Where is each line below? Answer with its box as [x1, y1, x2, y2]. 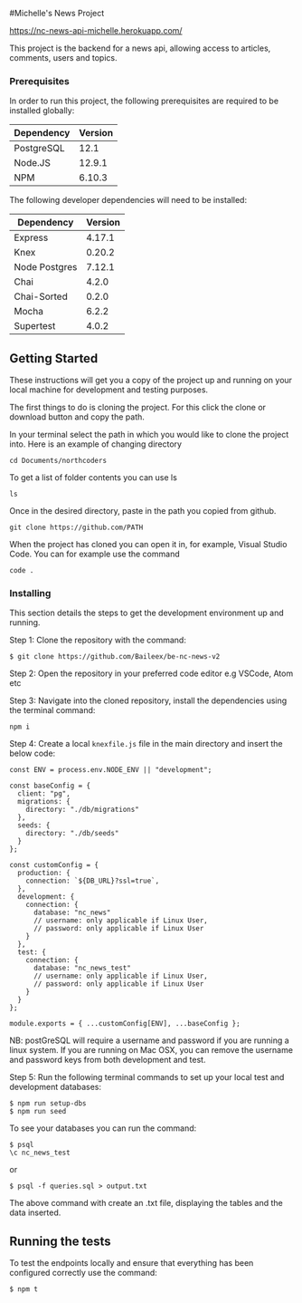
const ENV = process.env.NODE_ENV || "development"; [9, 766, 212, 775]
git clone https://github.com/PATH [9, 523, 144, 533]
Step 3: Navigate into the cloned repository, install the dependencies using [9, 695, 288, 706]
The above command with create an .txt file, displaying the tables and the [9, 1198, 283, 1209]
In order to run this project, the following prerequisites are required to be [9, 95, 278, 107]
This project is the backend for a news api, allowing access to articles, [9, 43, 271, 53]
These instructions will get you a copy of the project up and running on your [9, 375, 292, 386]
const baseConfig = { [9, 781, 91, 791]
